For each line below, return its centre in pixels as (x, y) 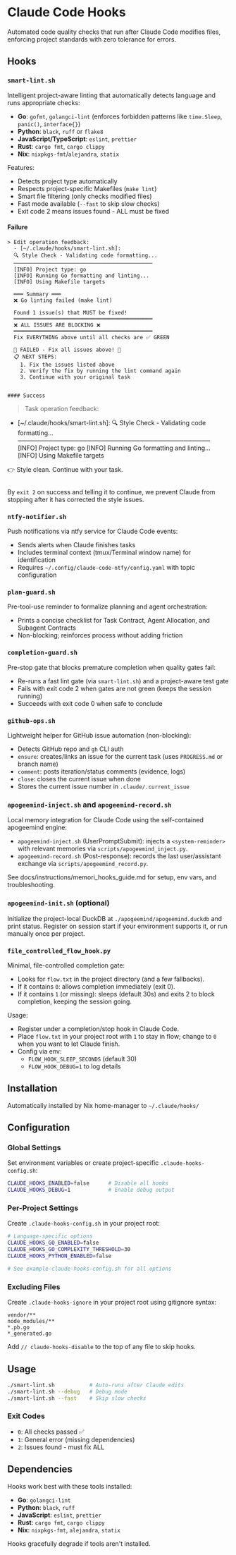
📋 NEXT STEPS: (36, 357)
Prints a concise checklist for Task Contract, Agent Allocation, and (113, 621)
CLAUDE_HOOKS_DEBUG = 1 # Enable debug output (91, 1190)
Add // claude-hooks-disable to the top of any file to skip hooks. (101, 1347)
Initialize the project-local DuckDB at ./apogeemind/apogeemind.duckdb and (115, 918)
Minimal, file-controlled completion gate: (66, 965)
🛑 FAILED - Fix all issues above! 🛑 (67, 350)
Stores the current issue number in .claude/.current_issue (104, 786)
